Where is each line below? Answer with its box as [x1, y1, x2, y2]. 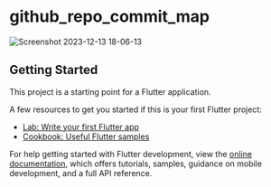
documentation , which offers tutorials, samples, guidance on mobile [9, 158, 262, 169]
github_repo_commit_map [9, 6, 210, 27]
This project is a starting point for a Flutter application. [9, 86, 211, 97]
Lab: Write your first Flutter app [22, 121, 140, 132]
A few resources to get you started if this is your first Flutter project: [9, 104, 262, 115]
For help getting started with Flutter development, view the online [9, 148, 253, 159]
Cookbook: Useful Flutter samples [22, 131, 150, 142]
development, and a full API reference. [9, 167, 153, 178]
